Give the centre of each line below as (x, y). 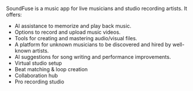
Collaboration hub (36, 76)
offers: (14, 15)
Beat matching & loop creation (51, 69)
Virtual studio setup (38, 63)
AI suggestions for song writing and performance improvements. (93, 57)
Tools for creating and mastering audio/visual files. (76, 38)
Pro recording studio (39, 82)
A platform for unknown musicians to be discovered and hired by (93, 44)
